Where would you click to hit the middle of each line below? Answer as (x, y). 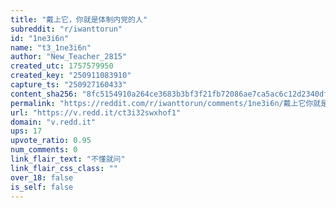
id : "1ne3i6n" (40, 38)
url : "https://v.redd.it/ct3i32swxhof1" (96, 112)
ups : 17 (26, 131)
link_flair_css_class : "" (64, 168)
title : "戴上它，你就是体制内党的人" (79, 19)
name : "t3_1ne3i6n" (51, 47)
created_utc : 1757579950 (62, 66)
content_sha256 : (44, 94)
